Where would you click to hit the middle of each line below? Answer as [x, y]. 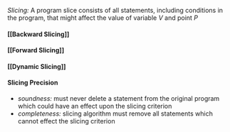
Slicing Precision [33, 83]
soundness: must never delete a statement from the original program [119, 98]
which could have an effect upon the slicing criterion [95, 106]
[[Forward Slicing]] [36, 50]
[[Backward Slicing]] [38, 34]
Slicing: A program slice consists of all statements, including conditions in [115, 10]
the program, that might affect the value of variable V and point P [103, 18]
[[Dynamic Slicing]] [37, 66]
